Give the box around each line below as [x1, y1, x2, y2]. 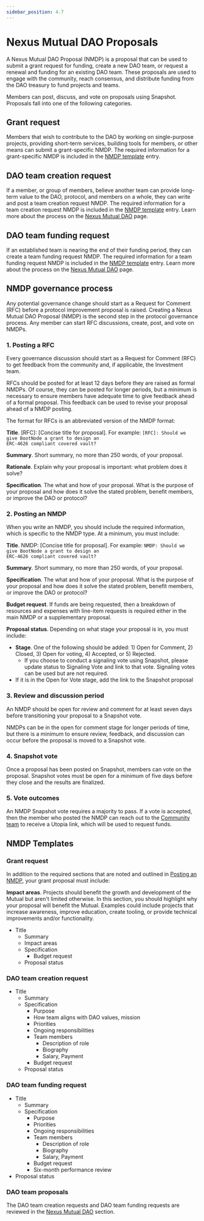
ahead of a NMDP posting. [6, 405, 73, 413]
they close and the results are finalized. [6, 778, 105, 786]
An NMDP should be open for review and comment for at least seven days [6, 705, 192, 713]
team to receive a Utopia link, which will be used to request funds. [6, 821, 172, 828]
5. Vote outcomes [6, 794, 60, 802]
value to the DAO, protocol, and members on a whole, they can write [19, 193, 191, 201]
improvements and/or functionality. [6, 914, 94, 922]
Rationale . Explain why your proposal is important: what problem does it [6, 463, 188, 471]
